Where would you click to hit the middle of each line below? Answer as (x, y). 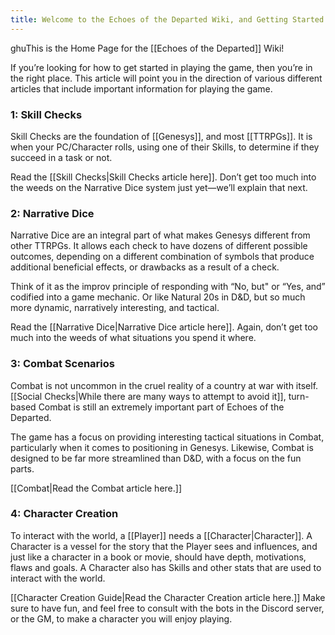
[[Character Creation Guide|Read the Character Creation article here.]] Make (168, 597)
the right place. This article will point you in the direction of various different (166, 78)
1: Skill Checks (46, 114)
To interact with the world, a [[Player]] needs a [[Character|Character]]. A (161, 535)
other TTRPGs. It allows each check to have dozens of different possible (159, 246)
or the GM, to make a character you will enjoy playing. (121, 618)
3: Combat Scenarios (62, 364)
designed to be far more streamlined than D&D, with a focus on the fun (156, 458)
